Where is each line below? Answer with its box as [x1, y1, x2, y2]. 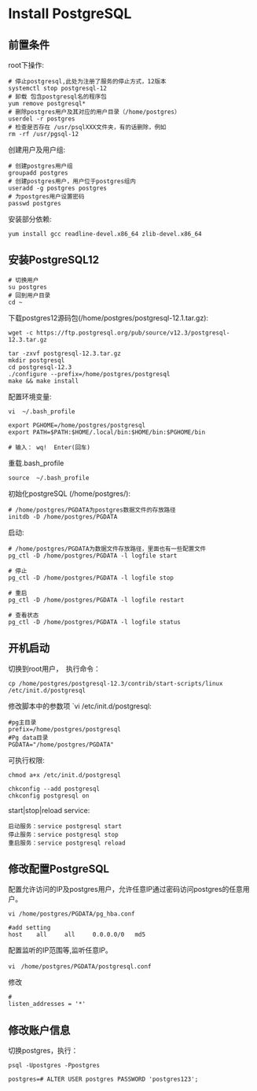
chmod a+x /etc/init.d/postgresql [8, 771, 122, 779]
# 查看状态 [8, 611, 39, 619]
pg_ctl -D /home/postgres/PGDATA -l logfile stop [8, 574, 174, 582]
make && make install [8, 377, 79, 385]
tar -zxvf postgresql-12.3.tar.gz [8, 349, 122, 357]
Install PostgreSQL [8, 5, 132, 23]
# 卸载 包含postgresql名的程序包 [8, 93, 108, 101]
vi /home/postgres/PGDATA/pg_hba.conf [8, 910, 135, 918]
